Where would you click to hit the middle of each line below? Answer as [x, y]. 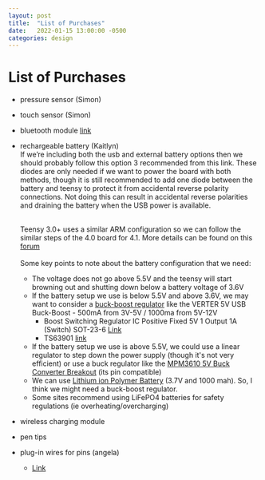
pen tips [33, 437]
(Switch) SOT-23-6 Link [83, 330]
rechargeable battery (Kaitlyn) [69, 146]
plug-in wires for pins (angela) [69, 453]
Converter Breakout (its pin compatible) [97, 372]
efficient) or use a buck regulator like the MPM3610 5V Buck [131, 363]
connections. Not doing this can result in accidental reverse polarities [134, 197]
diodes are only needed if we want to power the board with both [125, 172]
